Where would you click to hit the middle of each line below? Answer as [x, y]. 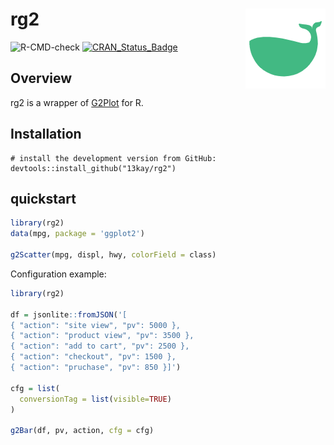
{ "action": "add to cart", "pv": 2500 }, [100, 346]
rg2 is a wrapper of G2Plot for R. [77, 102]
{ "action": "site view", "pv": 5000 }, [96, 325]
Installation [46, 134]
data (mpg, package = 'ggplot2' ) [77, 234]
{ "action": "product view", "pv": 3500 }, [102, 336]
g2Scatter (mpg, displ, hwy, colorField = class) [113, 255]
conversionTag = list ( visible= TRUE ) [95, 399]
